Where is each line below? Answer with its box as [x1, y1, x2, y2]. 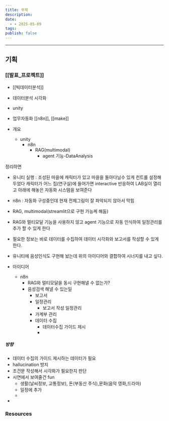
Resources [5, 410, 32, 417]
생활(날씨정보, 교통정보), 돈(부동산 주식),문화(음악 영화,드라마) [20, 380, 142, 386]
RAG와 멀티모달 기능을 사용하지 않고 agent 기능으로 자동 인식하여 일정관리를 [12, 219, 162, 225]
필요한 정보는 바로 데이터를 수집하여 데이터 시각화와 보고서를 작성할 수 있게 [12, 236, 159, 242]
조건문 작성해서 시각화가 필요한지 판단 [12, 368, 87, 374]
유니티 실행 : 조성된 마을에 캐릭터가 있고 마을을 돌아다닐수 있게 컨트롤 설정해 [12, 174, 162, 180]
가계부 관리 [35, 311, 57, 317]
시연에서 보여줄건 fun [12, 374, 55, 380]
